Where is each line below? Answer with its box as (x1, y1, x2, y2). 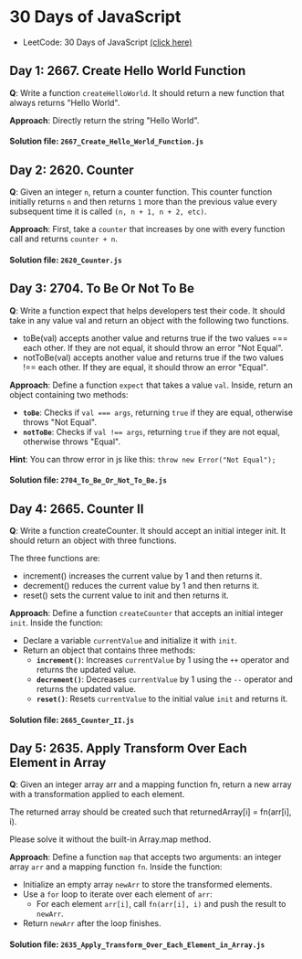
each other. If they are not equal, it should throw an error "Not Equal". (22, 342, 284, 353)
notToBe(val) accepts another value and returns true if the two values (22, 352, 285, 363)
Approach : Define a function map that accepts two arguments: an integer (9, 852, 282, 863)
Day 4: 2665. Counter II (9, 501, 144, 517)
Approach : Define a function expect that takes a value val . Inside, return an (9, 379, 294, 390)
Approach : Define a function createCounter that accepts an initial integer (9, 607, 284, 618)
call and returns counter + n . (9, 233, 119, 244)
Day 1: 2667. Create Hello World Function (9, 63, 246, 79)
